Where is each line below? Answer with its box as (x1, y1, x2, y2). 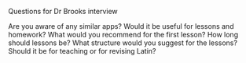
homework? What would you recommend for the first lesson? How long (8, 30, 238, 39)
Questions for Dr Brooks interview (8, 7, 118, 16)
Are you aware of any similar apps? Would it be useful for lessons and (8, 22, 234, 30)
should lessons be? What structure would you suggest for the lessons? (8, 38, 238, 47)
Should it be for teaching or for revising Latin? (8, 47, 156, 55)
